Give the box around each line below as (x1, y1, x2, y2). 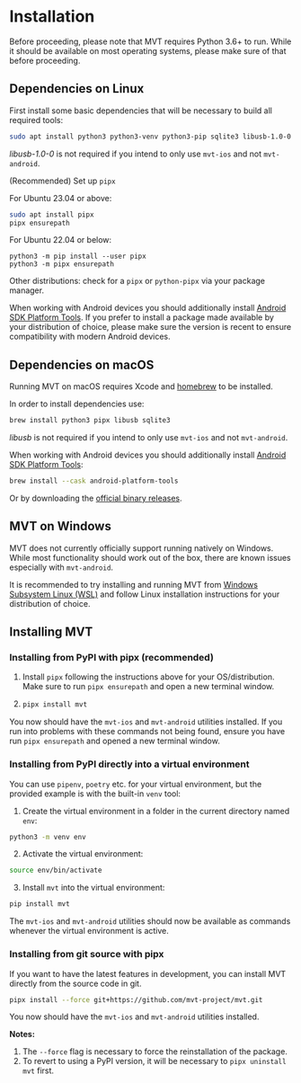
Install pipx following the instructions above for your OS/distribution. (22, 671, 275, 682)
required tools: (9, 114, 64, 125)
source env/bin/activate (9, 866, 102, 875)
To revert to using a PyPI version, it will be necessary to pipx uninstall (22, 1056, 287, 1067)
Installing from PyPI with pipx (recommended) (9, 652, 214, 664)
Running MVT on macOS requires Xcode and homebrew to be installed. (9, 381, 274, 392)
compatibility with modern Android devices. (9, 331, 171, 342)
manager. (9, 285, 45, 296)
